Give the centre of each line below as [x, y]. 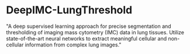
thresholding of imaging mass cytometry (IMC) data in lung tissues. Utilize [95, 32]
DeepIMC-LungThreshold [69, 10]
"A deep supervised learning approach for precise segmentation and [89, 26]
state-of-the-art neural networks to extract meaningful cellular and [87, 38]
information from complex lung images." [73, 45]
